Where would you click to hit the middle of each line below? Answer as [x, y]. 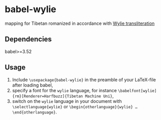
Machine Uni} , [99, 96]
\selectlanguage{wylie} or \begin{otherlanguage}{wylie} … [75, 106]
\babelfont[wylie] [137, 91]
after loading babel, [33, 85]
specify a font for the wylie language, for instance [65, 90]
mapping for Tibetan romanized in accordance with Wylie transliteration [80, 23]
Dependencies [28, 39]
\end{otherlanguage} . [34, 112]
